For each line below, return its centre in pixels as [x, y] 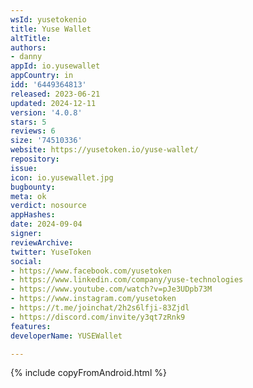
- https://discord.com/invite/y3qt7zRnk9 [98, 317]
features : [31, 326]
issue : [24, 168]
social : [26, 261]
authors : [28, 47]
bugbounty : [33, 187]
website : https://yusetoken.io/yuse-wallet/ [104, 150]
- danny [26, 57]
